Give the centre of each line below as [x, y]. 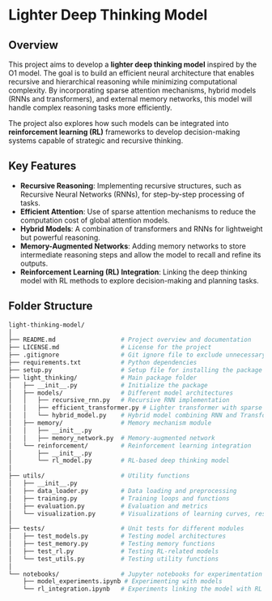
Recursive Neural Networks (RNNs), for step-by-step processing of [132, 194]
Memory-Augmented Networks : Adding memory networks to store [133, 246]
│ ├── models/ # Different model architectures [121, 393]
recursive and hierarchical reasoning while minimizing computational [123, 82]
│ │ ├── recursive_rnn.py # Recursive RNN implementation [119, 400]
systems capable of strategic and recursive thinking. [96, 141]
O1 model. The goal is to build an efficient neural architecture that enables [132, 73]
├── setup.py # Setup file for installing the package [136, 370]
